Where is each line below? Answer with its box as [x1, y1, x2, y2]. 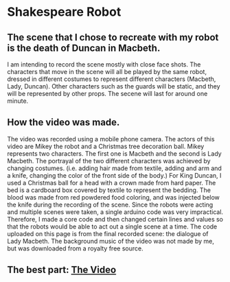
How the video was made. [7, 117, 120, 128]
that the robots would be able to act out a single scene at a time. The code [7, 222, 218, 231]
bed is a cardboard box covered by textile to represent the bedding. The [7, 186, 211, 194]
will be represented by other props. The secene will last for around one [7, 90, 208, 97]
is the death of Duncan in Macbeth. [7, 42, 161, 54]
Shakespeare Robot [7, 4, 122, 20]
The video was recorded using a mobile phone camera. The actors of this [7, 134, 215, 143]
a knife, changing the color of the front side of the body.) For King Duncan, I [7, 171, 222, 179]
